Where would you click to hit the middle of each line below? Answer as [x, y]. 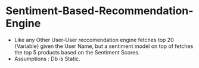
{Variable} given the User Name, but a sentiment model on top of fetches [104, 46]
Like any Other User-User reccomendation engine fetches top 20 [94, 40]
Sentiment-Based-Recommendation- [99, 11]
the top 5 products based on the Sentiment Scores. [77, 52]
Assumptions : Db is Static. [47, 59]
